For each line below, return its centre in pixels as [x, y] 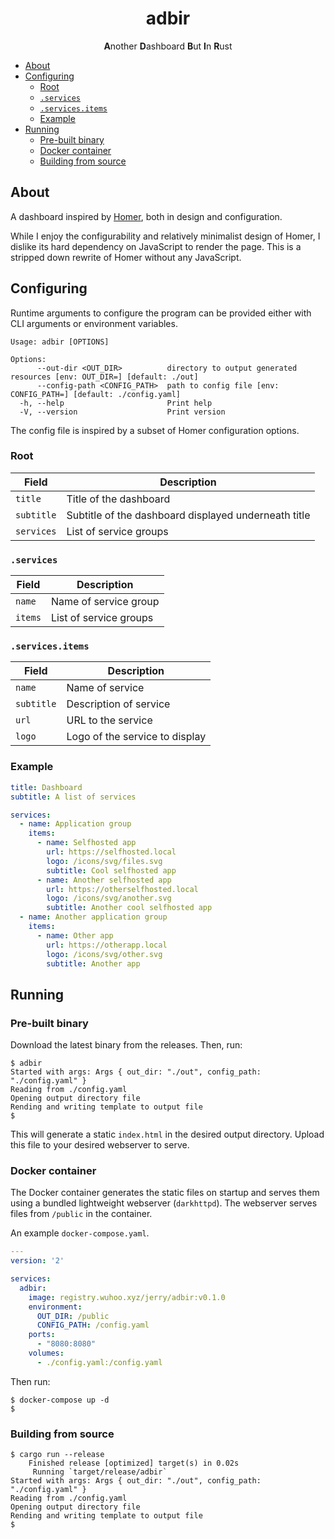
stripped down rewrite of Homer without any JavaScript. [126, 257]
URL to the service [109, 720]
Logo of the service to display [136, 737]
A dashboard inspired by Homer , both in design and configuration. [146, 216]
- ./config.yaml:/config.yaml [99, 1362]
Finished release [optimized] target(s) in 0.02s [134, 1463]
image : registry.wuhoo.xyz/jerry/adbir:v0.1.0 [127, 1297]
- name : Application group [75, 824]
